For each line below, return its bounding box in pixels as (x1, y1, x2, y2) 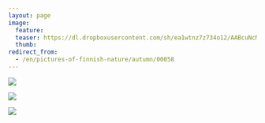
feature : (15, 26, 44, 34)
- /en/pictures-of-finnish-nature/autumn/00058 (15, 56, 175, 64)
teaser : (15, 33, 41, 42)
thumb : (15, 41, 37, 49)
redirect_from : (8, 48, 58, 56)
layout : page (8, 11, 51, 20)
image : (8, 19, 30, 27)
